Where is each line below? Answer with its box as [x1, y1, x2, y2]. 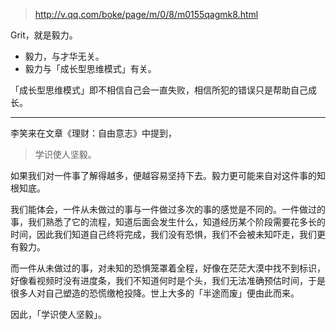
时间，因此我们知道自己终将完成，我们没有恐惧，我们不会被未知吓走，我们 [10, 229, 317, 240]
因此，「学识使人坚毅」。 [10, 309, 107, 320]
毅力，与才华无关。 [24, 50, 105, 62]
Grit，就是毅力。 [10, 29, 78, 41]
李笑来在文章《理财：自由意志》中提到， [10, 127, 177, 139]
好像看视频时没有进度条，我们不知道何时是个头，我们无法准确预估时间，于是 [10, 275, 326, 286]
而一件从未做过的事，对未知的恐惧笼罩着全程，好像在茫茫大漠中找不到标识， [10, 262, 326, 274]
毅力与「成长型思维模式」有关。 [24, 63, 157, 74]
